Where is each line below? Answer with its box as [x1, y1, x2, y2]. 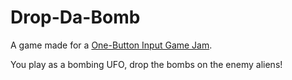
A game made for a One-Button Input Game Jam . [10, 39, 213, 51]
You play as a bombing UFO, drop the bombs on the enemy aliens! [10, 58, 283, 70]
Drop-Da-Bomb [10, 6, 141, 29]
